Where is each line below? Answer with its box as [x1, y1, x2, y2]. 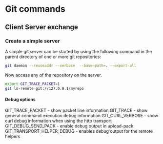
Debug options [5, 97, 36, 103]
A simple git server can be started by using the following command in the [5, 48, 152, 54]
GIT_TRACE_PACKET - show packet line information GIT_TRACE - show [5, 107, 148, 113]
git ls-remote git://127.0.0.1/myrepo [5, 86, 84, 91]
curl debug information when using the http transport [5, 118, 112, 123]
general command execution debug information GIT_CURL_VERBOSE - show [5, 112, 159, 118]
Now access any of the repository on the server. [5, 72, 102, 78]
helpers [5, 133, 20, 139]
